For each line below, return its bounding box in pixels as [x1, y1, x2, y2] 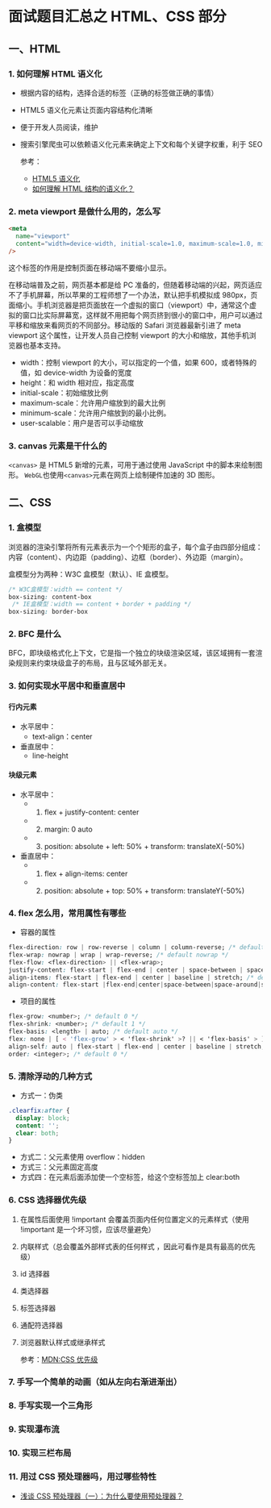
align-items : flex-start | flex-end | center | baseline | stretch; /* [8, 973, 254, 981]
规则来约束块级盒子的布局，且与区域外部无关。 [15, 658, 171, 668]
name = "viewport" [15, 232, 70, 240]
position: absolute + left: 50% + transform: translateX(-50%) [44, 841, 245, 851]
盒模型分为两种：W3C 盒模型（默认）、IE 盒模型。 [8, 569, 173, 579]
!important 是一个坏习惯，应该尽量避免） [19, 1224, 156, 1234]
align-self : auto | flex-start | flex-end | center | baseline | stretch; [8, 1042, 265, 1051]
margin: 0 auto [44, 824, 93, 834]
